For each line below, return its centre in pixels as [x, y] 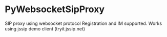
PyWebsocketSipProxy [55, 9]
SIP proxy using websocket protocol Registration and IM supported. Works [83, 23]
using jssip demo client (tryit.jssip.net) [45, 28]
